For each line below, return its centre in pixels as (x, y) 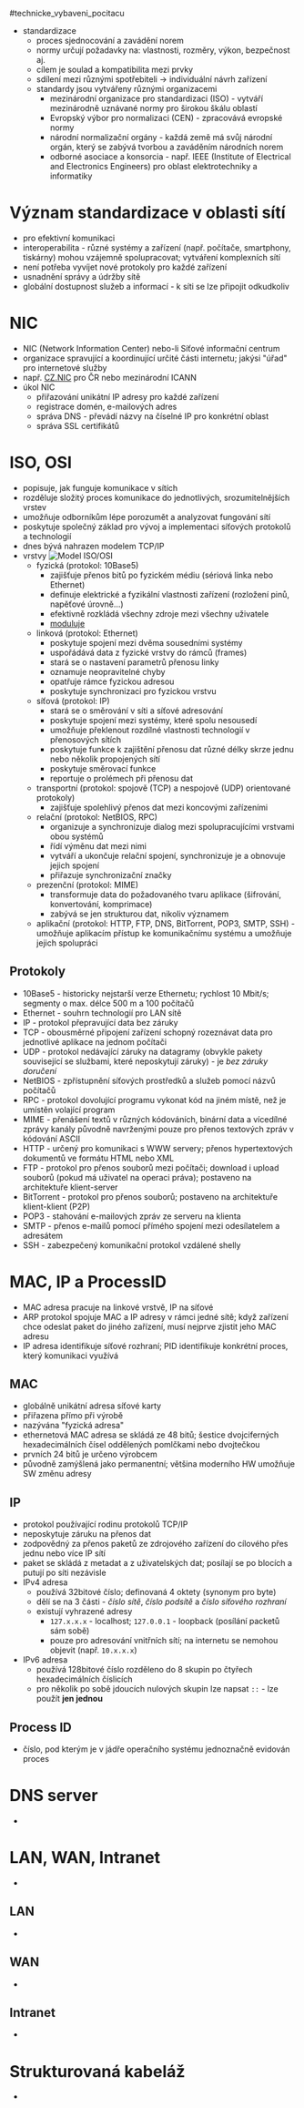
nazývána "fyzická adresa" (73, 1426)
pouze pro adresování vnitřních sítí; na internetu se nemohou (164, 1641)
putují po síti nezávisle (64, 1573)
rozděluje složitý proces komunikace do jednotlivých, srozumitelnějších (156, 497)
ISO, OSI (41, 463)
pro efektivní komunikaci (69, 238)
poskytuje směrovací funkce (103, 768)
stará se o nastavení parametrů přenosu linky (135, 662)
